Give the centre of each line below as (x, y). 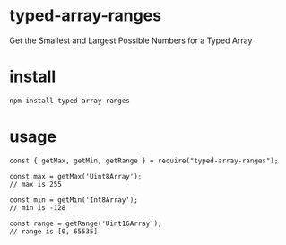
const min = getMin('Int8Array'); (74, 200)
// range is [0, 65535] (54, 231)
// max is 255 (36, 184)
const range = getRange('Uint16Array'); (86, 223)
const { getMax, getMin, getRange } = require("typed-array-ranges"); (144, 161)
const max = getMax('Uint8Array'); (76, 176)
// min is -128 (38, 207)
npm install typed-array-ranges (69, 101)
